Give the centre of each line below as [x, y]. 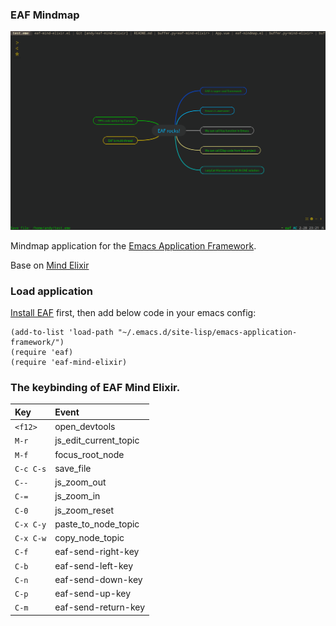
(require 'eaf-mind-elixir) [69, 363]
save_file [73, 468]
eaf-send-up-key [93, 594]
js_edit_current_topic [97, 440]
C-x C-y [30, 524]
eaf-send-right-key [97, 552]
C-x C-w [30, 539]
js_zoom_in [77, 496]
